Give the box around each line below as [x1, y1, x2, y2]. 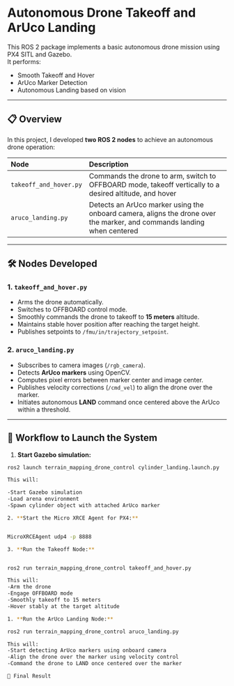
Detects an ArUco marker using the [88, 200, 204, 210]
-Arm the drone [7, 584, 52, 591]
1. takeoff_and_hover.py [7, 282, 88, 292]
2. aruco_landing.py [7, 345, 75, 354]
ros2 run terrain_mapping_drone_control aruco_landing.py [7, 628, 179, 635]
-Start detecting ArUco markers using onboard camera [7, 647, 167, 654]
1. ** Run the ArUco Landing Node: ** [7, 615, 114, 623]
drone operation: [7, 143, 56, 151]
